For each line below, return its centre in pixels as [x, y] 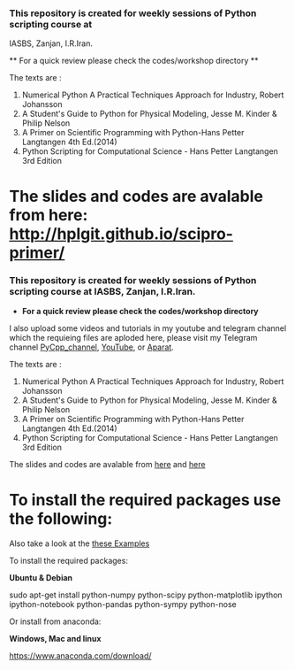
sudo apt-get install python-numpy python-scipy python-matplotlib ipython [146, 595]
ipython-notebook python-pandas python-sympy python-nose [123, 604]
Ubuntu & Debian [41, 577]
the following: [61, 518]
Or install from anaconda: [55, 621]
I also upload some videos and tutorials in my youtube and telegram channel [148, 328]
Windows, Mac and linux [55, 638]
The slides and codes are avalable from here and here [107, 464]
